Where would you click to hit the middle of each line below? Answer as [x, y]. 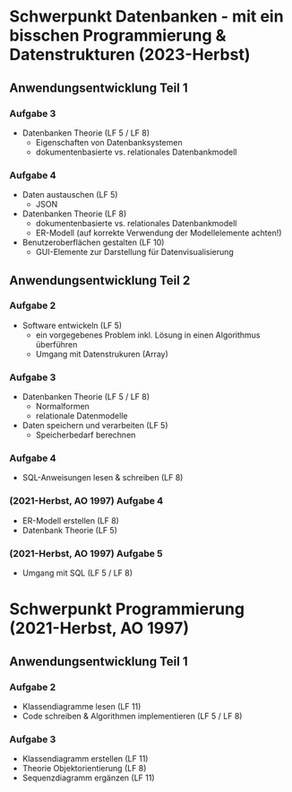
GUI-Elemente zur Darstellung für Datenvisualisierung [135, 252]
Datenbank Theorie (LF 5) [70, 530]
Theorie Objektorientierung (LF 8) [84, 769]
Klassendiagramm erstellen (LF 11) [85, 759]
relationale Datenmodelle [82, 416]
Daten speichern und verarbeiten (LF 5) [95, 426]
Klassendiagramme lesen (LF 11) [82, 706]
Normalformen [62, 407]
